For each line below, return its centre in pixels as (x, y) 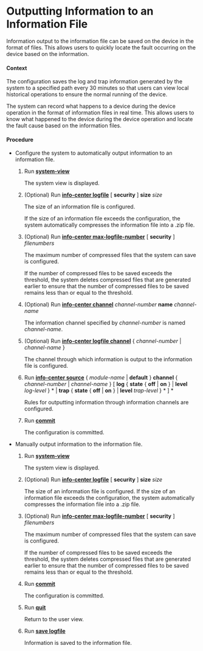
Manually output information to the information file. (79, 444)
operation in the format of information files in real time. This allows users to (100, 113)
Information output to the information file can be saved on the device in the (100, 41)
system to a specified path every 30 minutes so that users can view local (98, 88)
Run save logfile (45, 631)
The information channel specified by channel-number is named (105, 323)
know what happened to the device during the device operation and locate (100, 119)
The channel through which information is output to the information (108, 359)
